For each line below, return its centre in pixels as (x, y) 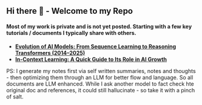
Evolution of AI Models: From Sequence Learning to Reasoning (96, 46)
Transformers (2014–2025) (50, 52)
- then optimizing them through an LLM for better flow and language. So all (100, 77)
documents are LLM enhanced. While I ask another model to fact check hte (100, 84)
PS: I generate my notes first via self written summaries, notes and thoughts (101, 71)
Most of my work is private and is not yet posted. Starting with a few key (99, 26)
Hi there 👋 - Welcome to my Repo (70, 11)
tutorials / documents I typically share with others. (71, 33)
